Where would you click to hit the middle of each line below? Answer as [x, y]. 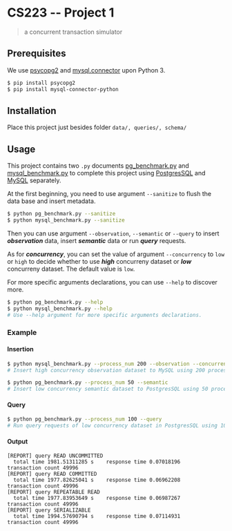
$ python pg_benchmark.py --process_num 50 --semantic [88, 383]
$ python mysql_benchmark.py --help [60, 309]
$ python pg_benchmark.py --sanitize [61, 214]
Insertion [21, 349]
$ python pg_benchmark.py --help [55, 302]
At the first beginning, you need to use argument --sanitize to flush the [109, 194]
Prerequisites [37, 54]
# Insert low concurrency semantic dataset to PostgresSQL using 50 [108, 389]
